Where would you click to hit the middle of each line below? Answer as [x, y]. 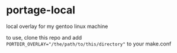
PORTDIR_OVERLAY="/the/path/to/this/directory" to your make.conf [89, 44]
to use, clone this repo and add [44, 37]
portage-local [41, 10]
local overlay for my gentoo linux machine [57, 26]
